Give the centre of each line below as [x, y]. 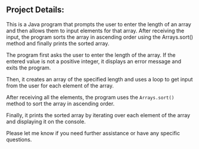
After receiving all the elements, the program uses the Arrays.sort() [90, 97]
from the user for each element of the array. [60, 86]
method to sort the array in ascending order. [60, 104]
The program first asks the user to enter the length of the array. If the [91, 55]
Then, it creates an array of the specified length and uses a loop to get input [99, 79]
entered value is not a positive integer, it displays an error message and [94, 61]
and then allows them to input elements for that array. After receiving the [95, 31]
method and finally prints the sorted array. [58, 43]
